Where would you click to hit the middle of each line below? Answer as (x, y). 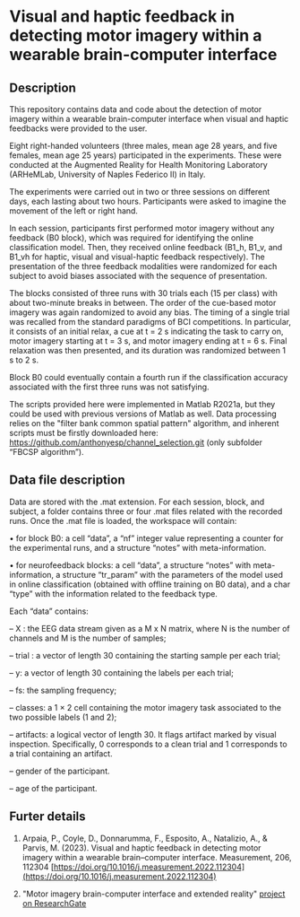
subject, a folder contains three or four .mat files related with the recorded (146, 511)
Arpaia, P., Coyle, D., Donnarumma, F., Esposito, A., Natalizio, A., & (145, 838)
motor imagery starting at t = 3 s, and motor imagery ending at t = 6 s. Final (148, 341)
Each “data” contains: (49, 611)
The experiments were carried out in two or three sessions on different (140, 192)
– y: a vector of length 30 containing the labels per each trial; (122, 672)
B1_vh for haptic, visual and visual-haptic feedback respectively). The (137, 257)
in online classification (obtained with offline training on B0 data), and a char (150, 584)
